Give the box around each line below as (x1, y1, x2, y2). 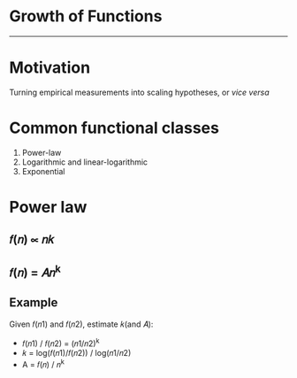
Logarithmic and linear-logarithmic (21, 157, 148, 167)
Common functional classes (9, 118, 219, 138)
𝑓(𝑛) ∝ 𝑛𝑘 (9, 232, 55, 247)
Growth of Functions (9, 6, 163, 27)
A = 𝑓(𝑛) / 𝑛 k (21, 358, 65, 369)
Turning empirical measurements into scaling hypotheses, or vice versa (9, 87, 270, 97)
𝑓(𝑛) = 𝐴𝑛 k (9, 262, 62, 280)
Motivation (9, 58, 91, 78)
